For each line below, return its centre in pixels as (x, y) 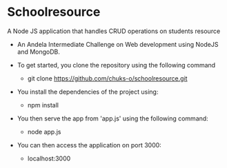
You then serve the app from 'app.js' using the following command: (112, 118)
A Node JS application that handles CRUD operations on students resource (114, 31)
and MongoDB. (39, 52)
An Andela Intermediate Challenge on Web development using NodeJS (118, 44)
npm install (43, 105)
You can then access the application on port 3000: (89, 145)
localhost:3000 (49, 158)
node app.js (44, 132)
